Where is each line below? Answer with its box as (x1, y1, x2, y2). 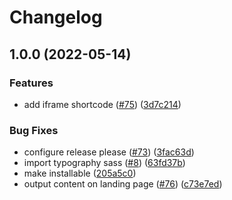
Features (9, 76, 54, 90)
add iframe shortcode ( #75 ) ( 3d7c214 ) (23, 98, 182, 110)
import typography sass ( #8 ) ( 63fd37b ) (23, 157, 186, 169)
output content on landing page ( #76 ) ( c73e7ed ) (23, 178, 223, 190)
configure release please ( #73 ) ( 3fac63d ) (23, 146, 195, 158)
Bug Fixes (9, 123, 59, 137)
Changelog (9, 6, 103, 29)
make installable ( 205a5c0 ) (23, 167, 137, 180)
